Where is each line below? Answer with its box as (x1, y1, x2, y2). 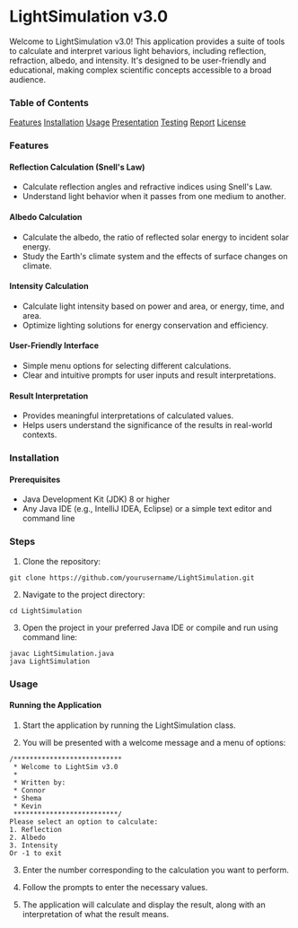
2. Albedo (9, 833, 47, 842)
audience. (9, 74, 47, 84)
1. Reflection (9, 825, 63, 834)
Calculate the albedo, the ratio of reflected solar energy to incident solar (22, 232, 290, 242)
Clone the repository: (22, 556, 101, 566)
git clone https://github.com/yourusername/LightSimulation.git (9, 573, 255, 582)
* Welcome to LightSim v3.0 (13, 762, 118, 771)
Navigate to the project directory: (22, 589, 145, 600)
